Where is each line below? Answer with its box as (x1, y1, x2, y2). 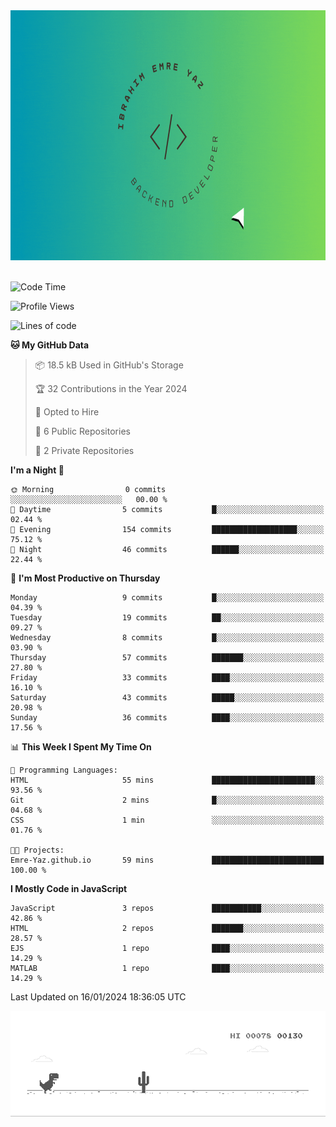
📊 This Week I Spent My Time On (10, 741, 152, 753)
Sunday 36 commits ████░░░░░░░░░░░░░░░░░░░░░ (10, 713, 325, 723)
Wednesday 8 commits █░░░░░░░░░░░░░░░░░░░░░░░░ (10, 633, 325, 643)
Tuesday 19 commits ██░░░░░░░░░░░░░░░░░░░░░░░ (10, 613, 325, 623)
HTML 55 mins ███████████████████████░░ (10, 775, 325, 785)
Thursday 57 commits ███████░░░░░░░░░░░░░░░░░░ (10, 653, 325, 663)
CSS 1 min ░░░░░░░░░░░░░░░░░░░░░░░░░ (10, 815, 325, 825)
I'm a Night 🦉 (10, 464, 65, 476)
